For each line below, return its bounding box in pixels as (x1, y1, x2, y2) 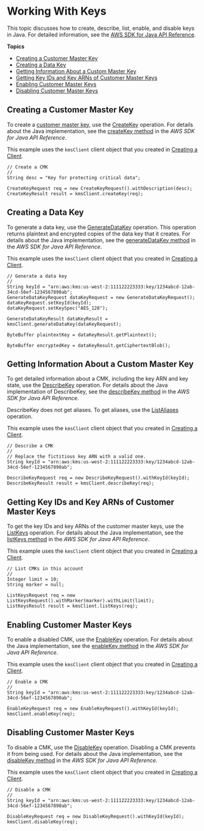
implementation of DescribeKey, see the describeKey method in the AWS (7, 388, 190, 395)
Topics (7, 43, 25, 50)
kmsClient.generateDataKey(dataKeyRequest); (7, 321, 122, 327)
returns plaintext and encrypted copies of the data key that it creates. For (7, 230, 191, 237)
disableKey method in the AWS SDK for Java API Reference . (7, 757, 158, 764)
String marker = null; (7, 581, 65, 588)
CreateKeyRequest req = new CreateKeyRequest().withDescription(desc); (7, 185, 192, 192)
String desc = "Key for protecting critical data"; (7, 174, 141, 181)
